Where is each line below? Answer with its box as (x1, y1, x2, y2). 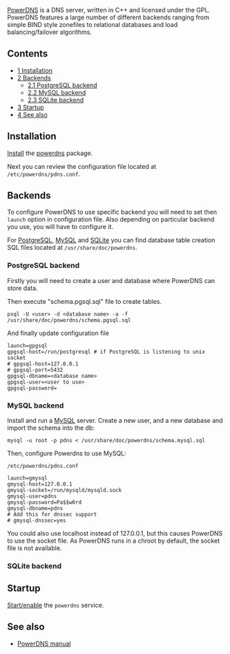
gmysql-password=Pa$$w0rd (7, 499, 82, 506)
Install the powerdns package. (7, 149, 93, 157)
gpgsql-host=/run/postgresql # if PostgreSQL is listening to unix (7, 348, 206, 355)
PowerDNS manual (17, 639, 71, 648)
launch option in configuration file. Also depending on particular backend (7, 215, 215, 224)
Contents (7, 48, 48, 60)
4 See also (17, 110, 48, 118)
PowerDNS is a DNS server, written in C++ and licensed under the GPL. (7, 6, 211, 14)
